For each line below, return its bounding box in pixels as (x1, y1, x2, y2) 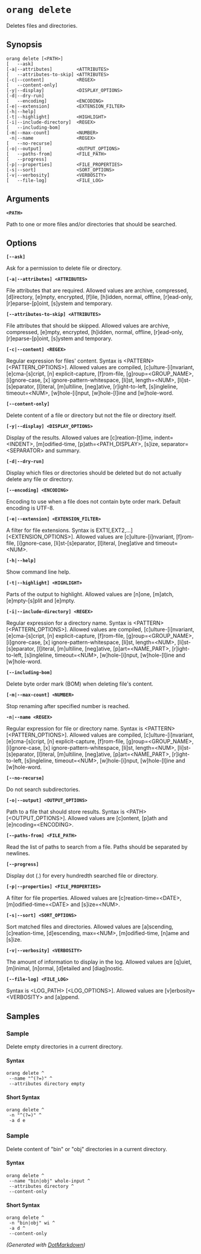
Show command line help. (6, 568, 71, 576)
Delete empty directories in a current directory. (6, 1043, 123, 1051)
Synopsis (6, 39, 42, 50)
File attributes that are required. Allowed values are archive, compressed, (6, 287, 188, 294)
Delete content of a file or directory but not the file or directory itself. (6, 412, 177, 419)
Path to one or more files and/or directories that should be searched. (6, 220, 177, 228)
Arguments (6, 194, 50, 204)
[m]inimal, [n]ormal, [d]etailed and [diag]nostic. (6, 965, 124, 972)
